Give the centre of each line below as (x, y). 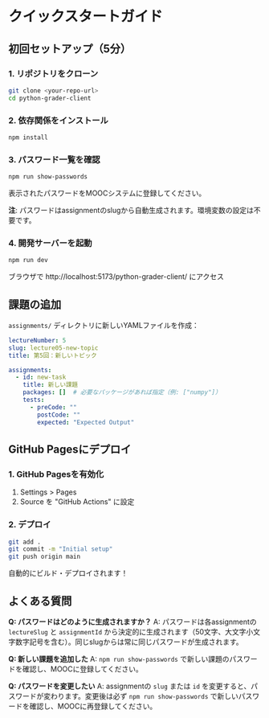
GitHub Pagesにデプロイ (70, 449)
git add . (25, 542)
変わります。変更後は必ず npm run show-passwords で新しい (141, 696)
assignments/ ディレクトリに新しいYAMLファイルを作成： (104, 325)
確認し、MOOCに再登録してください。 (93, 706)
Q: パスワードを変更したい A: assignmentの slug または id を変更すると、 (130, 686)
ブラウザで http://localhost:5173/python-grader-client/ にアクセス (116, 277)
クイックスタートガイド (86, 16)
